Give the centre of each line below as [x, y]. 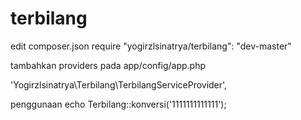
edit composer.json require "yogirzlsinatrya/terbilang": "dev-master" [151, 46]
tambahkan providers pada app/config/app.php [108, 65]
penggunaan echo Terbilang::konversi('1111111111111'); [118, 104]
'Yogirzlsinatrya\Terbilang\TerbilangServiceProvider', [119, 84]
